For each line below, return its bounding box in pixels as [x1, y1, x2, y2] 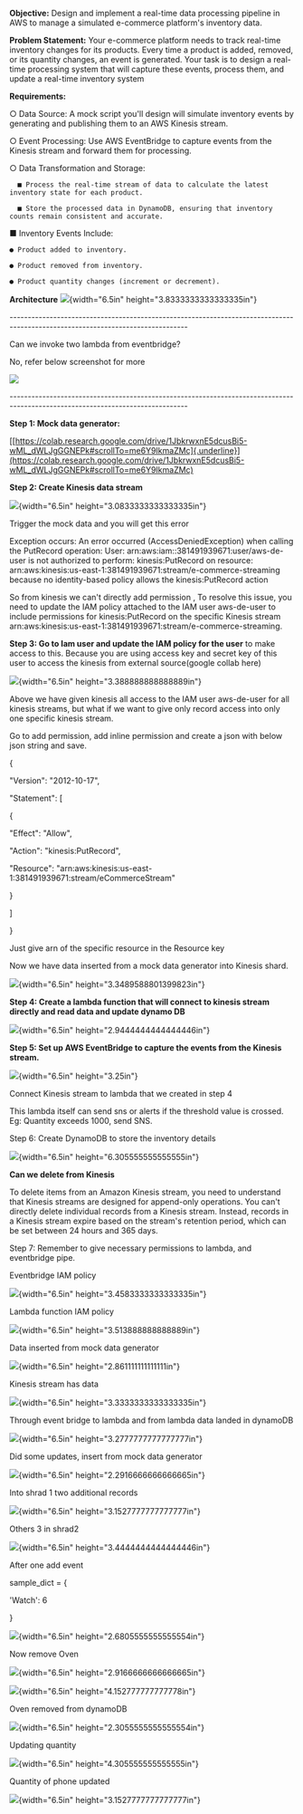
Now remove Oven [9, 1648, 80, 1659]
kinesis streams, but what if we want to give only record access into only [9, 704, 280, 714]
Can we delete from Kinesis [9, 1169, 115, 1180]
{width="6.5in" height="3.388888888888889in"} [18, 677, 202, 686]
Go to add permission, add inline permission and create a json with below [9, 731, 283, 741]
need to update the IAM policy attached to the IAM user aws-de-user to [9, 601, 276, 612]
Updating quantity [9, 1740, 77, 1751]
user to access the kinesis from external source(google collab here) [9, 657, 262, 668]
